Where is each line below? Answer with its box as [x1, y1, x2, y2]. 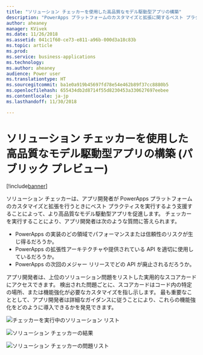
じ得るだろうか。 [14, 238, 57, 245]
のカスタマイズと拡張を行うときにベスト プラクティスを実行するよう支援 [6, 202, 187, 209]
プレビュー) [51, 162, 109, 176]
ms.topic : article [6, 43, 53, 49]
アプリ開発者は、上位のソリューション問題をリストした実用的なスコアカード [6, 273, 197, 281]
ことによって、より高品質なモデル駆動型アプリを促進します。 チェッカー [11, 209, 192, 217]
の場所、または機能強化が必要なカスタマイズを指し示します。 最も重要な [6, 288, 187, 296]
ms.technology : [6, 59, 45, 65]
